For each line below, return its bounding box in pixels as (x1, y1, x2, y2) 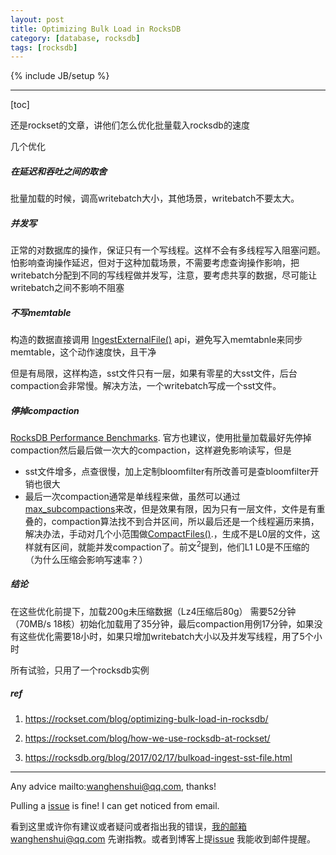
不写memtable (10, 306, 72, 318)
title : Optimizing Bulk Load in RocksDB (10, 24, 182, 34)
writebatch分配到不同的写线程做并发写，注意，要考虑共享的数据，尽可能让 (10, 269, 318, 281)
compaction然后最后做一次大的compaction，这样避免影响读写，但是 (10, 444, 292, 456)
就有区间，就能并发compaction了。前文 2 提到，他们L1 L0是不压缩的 (33, 539, 310, 553)
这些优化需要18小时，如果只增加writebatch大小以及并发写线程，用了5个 (18, 630, 314, 642)
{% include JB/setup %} (10, 70, 110, 82)
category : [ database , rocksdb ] (10, 33, 141, 43)
